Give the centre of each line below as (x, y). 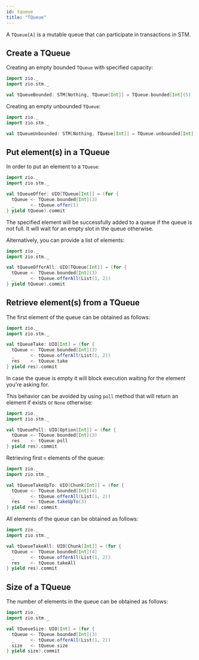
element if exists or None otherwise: (49, 402)
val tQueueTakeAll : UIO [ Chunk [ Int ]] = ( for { (64, 546)
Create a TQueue (38, 53)
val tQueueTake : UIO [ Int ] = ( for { (50, 345)
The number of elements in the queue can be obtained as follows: (87, 601)
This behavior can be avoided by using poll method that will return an (92, 396)
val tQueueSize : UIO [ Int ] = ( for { (50, 629)
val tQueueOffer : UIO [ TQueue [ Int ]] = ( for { (62, 194)
